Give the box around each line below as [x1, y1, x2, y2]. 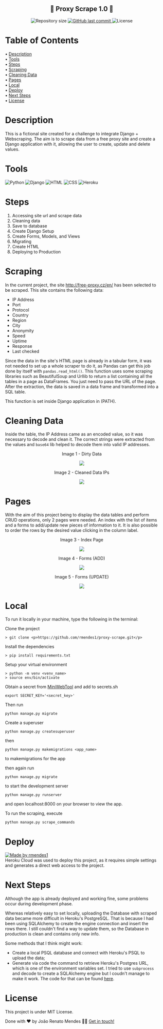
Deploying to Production [12, 249, 61, 255]
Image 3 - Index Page [60, 537, 104, 543]
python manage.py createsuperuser [5, 729, 75, 734]
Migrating [12, 238, 32, 244]
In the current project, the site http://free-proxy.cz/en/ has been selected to [5, 282, 157, 288]
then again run [5, 765, 34, 771]
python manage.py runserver [5, 792, 62, 798]
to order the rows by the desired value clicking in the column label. [5, 527, 139, 533]
